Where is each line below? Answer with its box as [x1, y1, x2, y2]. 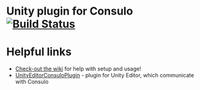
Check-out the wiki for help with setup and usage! [15, 65, 142, 72]
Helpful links [6, 45, 72, 59]
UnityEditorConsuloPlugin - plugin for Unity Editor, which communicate [15, 72, 194, 79]
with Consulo [15, 78, 49, 86]
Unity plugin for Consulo [6, 4, 133, 18]
